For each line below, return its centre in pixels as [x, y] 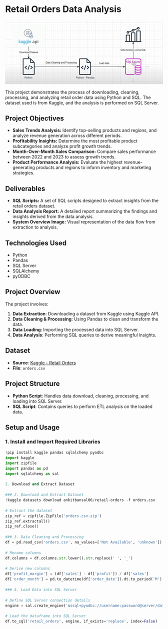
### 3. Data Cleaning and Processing [44, 537]
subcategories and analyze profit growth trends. [62, 146]
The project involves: [27, 304]
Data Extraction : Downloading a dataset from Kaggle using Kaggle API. [86, 313]
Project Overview [33, 292]
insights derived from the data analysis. [53, 216]
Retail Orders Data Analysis [63, 9]
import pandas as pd [27, 468]
